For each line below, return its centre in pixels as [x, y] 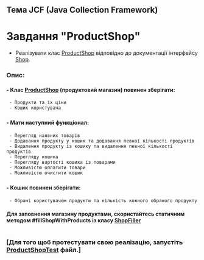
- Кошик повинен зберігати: [44, 188]
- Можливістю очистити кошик [46, 173]
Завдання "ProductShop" [73, 36]
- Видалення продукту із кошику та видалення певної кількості [91, 146]
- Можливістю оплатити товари [47, 167]
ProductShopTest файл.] [44, 250]
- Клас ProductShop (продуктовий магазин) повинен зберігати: [91, 90]
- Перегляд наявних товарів [44, 135]
